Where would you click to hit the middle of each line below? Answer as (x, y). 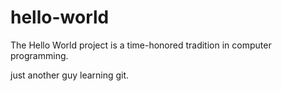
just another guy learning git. (70, 75)
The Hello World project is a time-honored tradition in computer (141, 45)
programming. (39, 55)
